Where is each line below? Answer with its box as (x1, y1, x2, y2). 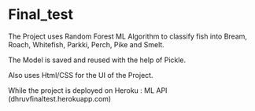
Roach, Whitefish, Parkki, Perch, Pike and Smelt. (8, 39, 165, 49)
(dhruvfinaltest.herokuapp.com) (8, 94, 112, 103)
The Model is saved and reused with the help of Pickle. (8, 55, 187, 65)
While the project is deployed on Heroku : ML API (8, 85, 168, 95)
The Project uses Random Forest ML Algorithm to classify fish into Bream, (8, 31, 248, 41)
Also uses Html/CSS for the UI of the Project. (8, 70, 153, 80)
